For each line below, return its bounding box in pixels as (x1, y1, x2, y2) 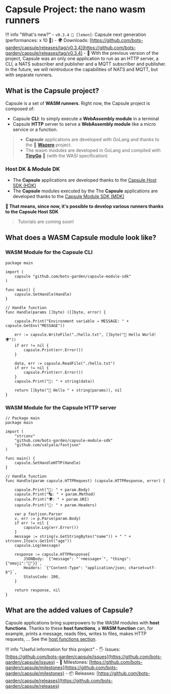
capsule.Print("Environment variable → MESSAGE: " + (14, 318, 129, 323)
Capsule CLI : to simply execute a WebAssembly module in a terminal (12, 115, 159, 121)
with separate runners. (5, 72, 53, 78)
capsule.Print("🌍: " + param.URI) (14, 497, 89, 502)
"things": (110, 556, 131, 561)
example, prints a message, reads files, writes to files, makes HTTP (5, 631, 147, 637)
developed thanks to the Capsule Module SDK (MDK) (12, 193, 125, 200)
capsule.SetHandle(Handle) (14, 292, 72, 297)
